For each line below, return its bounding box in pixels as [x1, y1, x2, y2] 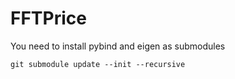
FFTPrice [10, 7, 87, 30]
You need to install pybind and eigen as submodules [10, 40, 226, 52]
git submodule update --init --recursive [10, 59, 186, 69]
